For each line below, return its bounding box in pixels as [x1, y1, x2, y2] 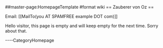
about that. [5, 28, 27, 33]
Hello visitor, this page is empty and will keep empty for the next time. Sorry [5, 23, 159, 29]
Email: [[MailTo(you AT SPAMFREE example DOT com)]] [5, 14, 118, 19]
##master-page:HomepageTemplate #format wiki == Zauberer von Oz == [5, 4, 154, 10]
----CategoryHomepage [5, 37, 54, 43]
